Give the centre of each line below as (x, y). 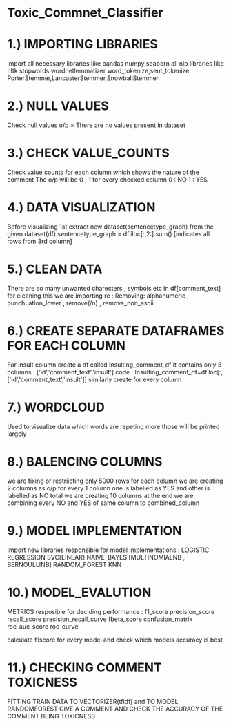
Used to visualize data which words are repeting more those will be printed (113, 426)
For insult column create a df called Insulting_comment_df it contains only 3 (114, 365)
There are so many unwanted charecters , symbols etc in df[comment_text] (114, 288)
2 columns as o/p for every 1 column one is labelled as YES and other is (109, 488)
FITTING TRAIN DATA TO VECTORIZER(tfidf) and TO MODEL (93, 701)
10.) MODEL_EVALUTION (79, 592)
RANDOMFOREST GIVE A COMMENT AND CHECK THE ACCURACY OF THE (115, 709)
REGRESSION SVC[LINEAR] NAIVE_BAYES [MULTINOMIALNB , (96, 557)
